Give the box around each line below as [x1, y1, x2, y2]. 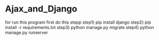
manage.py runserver [5, 29, 49, 35]
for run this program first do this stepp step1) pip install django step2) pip [5, 19, 152, 25]
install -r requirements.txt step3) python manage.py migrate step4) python [5, 24, 154, 30]
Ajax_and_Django [5, 3, 77, 14]
